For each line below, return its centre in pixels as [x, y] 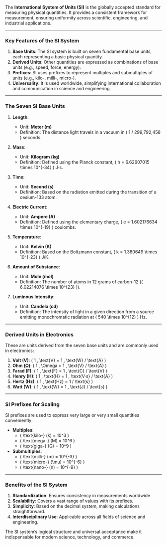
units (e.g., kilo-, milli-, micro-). [44, 78]
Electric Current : [30, 207]
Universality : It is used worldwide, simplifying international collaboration [87, 83]
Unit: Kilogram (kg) [40, 157]
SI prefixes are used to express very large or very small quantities [72, 415]
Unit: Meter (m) [36, 127]
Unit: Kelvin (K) [36, 246]
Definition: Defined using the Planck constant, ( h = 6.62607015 [85, 162]
